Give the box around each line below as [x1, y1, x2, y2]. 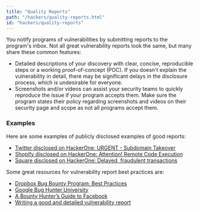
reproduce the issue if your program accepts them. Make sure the [14, 91, 177, 99]
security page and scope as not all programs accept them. [14, 105, 159, 112]
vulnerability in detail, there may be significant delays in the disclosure [14, 72, 188, 80]
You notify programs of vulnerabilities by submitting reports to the [6, 36, 168, 43]
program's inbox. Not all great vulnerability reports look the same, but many [6, 42, 192, 49]
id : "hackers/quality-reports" [6, 20, 84, 26]
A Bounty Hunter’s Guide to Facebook [14, 192, 108, 200]
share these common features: [6, 49, 82, 56]
